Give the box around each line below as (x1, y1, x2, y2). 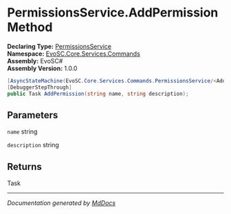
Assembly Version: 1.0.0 (7, 64, 78, 72)
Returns (7, 160, 43, 173)
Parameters (7, 109, 58, 121)
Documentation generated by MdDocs (7, 199, 115, 207)
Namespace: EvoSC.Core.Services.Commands (7, 50, 141, 58)
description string (7, 141, 60, 149)
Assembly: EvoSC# (7, 56, 63, 65)
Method (7, 19, 53, 35)
